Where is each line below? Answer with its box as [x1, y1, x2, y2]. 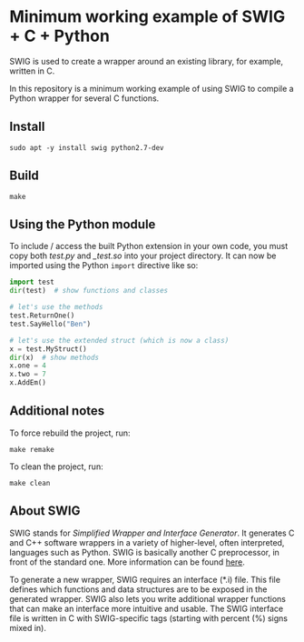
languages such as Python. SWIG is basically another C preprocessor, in [9, 547, 279, 557]
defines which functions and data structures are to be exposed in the [9, 584, 268, 595]
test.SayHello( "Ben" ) [9, 319, 92, 328]
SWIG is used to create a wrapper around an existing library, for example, [9, 55, 284, 66]
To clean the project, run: [9, 461, 103, 472]
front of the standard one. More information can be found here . [9, 557, 245, 567]
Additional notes [9, 403, 105, 419]
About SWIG [9, 503, 81, 519]
